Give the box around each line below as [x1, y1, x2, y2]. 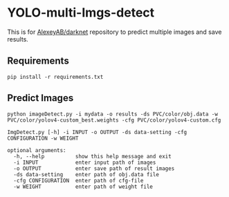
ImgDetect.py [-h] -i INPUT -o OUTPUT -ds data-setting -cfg [7, 129, 187, 135]
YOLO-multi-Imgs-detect [7, 5, 155, 21]
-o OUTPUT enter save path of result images [13, 165, 175, 172]
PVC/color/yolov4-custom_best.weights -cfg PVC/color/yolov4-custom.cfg [7, 116, 221, 124]
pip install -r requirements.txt [7, 73, 104, 80]
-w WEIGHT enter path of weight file [13, 183, 154, 190]
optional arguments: [7, 147, 67, 153]
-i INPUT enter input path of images [13, 159, 156, 166]
